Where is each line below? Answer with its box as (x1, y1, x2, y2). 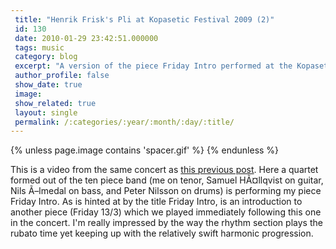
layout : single (14, 107, 78, 118)
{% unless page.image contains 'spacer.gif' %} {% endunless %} (10, 144, 280, 156)
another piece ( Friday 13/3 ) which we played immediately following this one (10, 206, 322, 218)
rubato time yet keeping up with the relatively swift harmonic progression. (10, 227, 314, 240)
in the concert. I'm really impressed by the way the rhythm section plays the (10, 217, 323, 229)
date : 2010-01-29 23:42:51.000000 (14, 33, 159, 43)
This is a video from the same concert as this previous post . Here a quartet (10, 164, 319, 176)
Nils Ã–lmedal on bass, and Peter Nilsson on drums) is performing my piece (10, 185, 322, 197)
